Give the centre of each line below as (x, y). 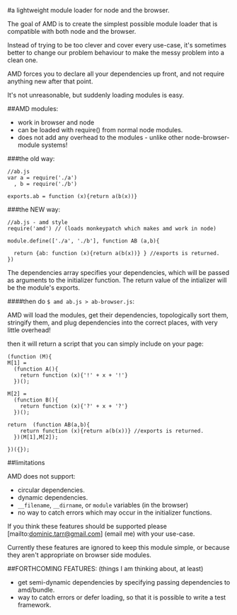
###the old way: (31, 159)
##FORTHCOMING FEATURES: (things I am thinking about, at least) (105, 569)
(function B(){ (36, 400)
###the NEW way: (34, 209)
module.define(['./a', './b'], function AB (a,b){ (83, 241)
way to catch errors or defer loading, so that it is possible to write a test (122, 597)
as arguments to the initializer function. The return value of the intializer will (117, 280)
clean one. (23, 60)
